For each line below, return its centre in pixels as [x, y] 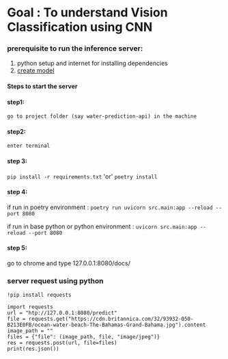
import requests [30, 307]
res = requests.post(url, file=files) [62, 343]
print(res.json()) [33, 349]
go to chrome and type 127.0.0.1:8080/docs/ [69, 263]
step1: [16, 102]
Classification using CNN [80, 27]
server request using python [55, 281]
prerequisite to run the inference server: [75, 49]
